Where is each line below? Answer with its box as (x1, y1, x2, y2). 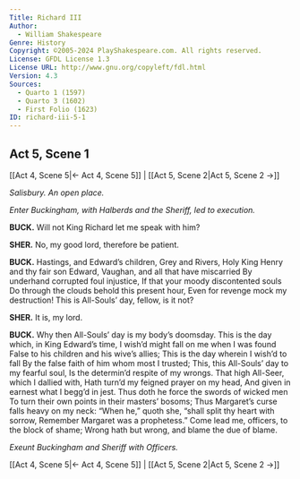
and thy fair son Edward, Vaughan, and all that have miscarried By (9, 266, 253, 277)
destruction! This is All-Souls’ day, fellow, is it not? (9, 295, 194, 305)
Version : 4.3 (9, 72, 58, 81)
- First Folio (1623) (17, 105, 99, 114)
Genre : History (9, 38, 66, 47)
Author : (9, 21, 39, 30)
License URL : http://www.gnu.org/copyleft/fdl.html (9, 64, 206, 73)
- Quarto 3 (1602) (17, 96, 87, 106)
